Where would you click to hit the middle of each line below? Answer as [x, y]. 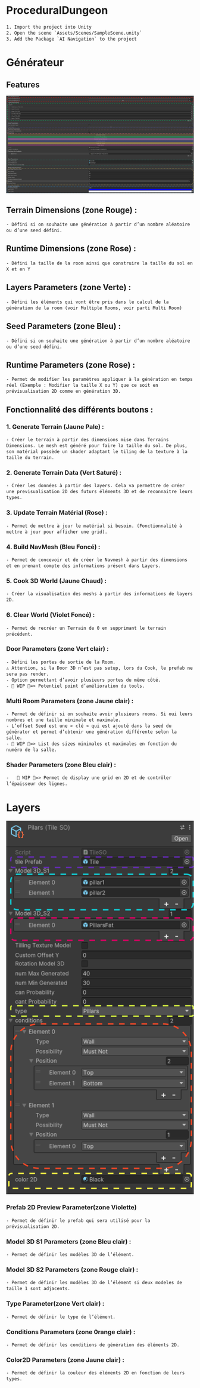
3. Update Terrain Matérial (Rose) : [57, 513]
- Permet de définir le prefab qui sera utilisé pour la [78, 1221]
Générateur [35, 63]
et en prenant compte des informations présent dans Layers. [84, 566]
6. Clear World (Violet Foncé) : [51, 615]
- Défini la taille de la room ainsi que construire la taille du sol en [100, 263]
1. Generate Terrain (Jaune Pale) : [55, 426]
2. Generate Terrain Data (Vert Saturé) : [64, 472]
